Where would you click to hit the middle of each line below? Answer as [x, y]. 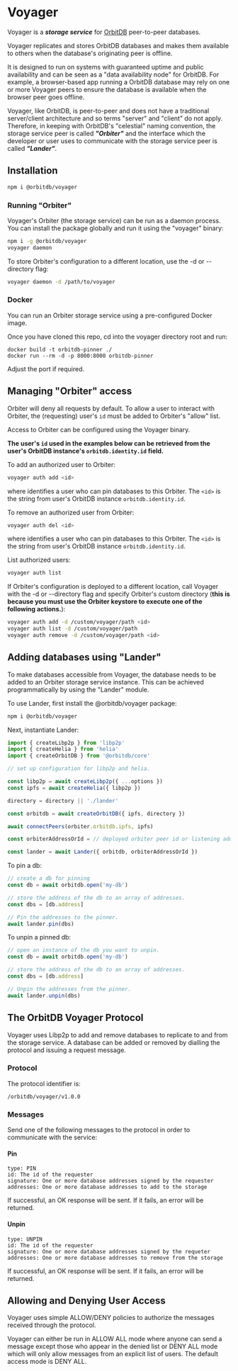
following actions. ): [36, 609]
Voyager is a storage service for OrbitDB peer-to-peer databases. [104, 32]
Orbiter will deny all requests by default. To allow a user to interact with [111, 408]
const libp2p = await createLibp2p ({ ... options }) [85, 782]
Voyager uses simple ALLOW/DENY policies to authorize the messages [111, 1318]
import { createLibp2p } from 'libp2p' [66, 743]
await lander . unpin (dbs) [44, 995]
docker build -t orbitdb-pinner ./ [60, 349]
